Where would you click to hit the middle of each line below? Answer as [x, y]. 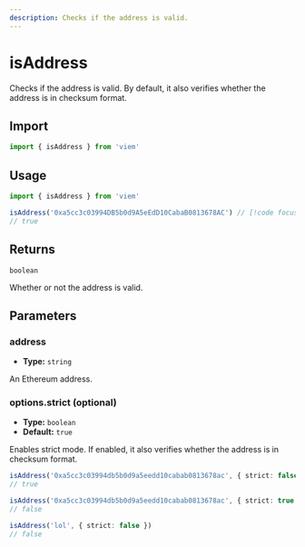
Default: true [47, 432]
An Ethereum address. [51, 379]
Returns [33, 249]
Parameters [43, 316]
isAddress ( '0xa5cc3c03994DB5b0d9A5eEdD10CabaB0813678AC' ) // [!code [142, 213]
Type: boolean [49, 423]
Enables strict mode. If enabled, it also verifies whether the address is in [144, 450]
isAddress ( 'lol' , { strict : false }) [81, 525]
